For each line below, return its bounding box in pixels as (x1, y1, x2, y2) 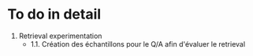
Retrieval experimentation (18, 31, 102, 40)
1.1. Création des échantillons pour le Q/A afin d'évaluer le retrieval (30, 39, 246, 48)
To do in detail (7, 5, 102, 23)
